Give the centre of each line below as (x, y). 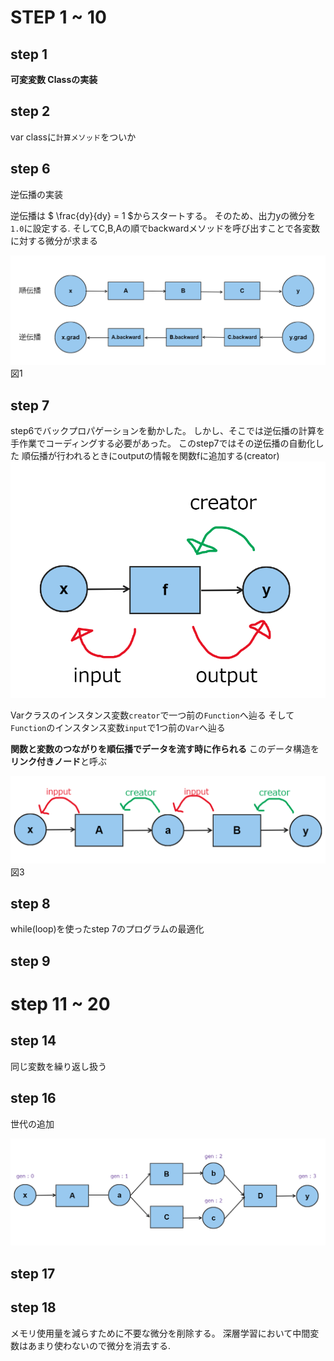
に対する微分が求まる (54, 240)
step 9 (30, 961)
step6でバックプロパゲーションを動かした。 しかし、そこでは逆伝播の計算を (167, 431)
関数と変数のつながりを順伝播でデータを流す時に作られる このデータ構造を (165, 748)
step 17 (33, 1273)
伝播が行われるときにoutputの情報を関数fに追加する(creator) (154, 456)
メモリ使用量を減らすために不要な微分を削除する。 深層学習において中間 (160, 1333)
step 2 (30, 111)
